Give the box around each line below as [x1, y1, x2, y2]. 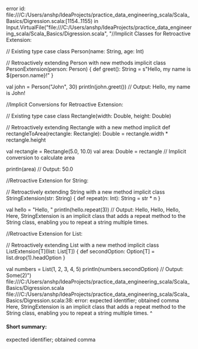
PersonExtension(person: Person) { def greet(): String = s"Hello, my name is [6, 66, 192, 73]
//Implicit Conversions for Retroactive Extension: [6, 101, 124, 108]
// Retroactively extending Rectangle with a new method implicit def [6, 124, 171, 131]
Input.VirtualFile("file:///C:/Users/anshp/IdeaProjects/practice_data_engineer [6, 24, 192, 31]
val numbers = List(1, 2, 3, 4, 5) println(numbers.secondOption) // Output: [6, 266, 184, 272]
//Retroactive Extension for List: [6, 230, 83, 237]
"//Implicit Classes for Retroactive [108, 30, 191, 37]
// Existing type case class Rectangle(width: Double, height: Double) [6, 112, 171, 119]
